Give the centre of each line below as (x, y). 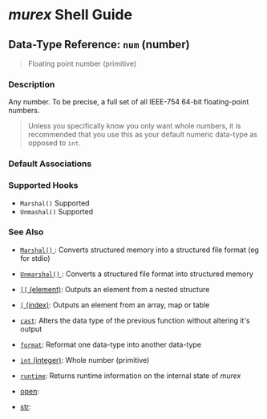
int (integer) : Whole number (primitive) (85, 360)
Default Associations (50, 164)
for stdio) (35, 258)
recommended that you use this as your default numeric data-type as (143, 135)
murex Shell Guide (71, 15)
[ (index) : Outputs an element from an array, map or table (115, 305)
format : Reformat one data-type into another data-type (111, 344)
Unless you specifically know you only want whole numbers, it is (134, 126)
